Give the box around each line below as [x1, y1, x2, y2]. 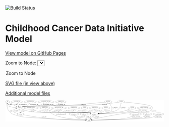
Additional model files [5, 90, 50, 96]
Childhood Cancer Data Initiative [5, 23, 145, 34]
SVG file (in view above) [5, 80, 55, 86]
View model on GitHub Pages [5, 50, 67, 56]
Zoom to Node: [5, 60, 37, 66]
